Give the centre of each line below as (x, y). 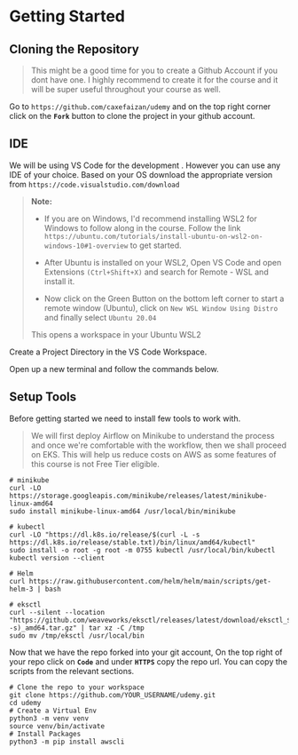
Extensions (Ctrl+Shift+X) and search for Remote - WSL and (156, 272)
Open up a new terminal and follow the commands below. (114, 369)
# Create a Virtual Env (53, 711)
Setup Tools (43, 397)
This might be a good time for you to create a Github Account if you (154, 70)
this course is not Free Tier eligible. (95, 464)
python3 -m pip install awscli (67, 742)
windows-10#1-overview (86, 246)
